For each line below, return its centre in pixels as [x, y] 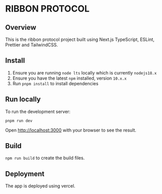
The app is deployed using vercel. [40, 186]
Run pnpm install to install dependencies [55, 83]
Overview [21, 27]
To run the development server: [38, 111]
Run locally [23, 100]
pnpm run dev [19, 121]
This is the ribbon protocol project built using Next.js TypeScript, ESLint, [80, 39]
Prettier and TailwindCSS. [32, 45]
